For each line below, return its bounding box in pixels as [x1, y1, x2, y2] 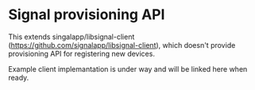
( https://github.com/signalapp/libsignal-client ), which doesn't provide [8, 40, 236, 49]
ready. [8, 72, 29, 82]
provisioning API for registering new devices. [8, 49, 155, 58]
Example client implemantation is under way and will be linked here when [8, 64, 248, 73]
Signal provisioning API [8, 6, 165, 24]
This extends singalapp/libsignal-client [8, 32, 135, 41]
